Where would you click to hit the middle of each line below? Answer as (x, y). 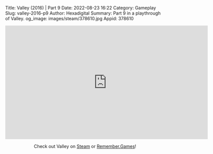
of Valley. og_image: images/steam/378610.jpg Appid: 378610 (70, 18)
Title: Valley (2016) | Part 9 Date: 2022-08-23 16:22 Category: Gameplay (81, 8)
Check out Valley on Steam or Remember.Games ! (85, 146)
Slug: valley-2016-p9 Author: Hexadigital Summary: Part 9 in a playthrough (83, 13)
